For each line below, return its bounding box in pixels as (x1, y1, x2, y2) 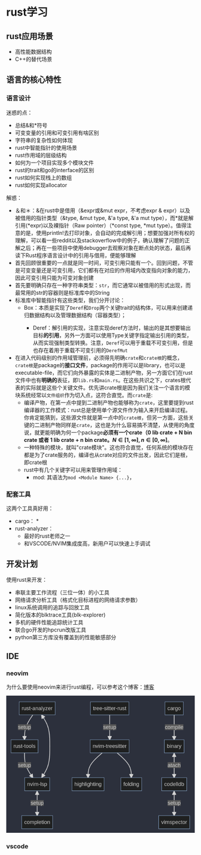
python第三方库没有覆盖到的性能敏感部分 (14, 633, 117, 640)
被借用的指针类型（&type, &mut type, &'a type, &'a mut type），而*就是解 (14, 214, 194, 221)
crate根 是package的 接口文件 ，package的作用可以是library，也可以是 (14, 361, 186, 368)
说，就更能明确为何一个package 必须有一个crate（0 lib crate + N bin (23, 429, 193, 436)
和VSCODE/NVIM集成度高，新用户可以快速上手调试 (23, 539, 151, 547)
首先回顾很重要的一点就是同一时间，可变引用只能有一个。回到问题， (14, 259, 183, 266)
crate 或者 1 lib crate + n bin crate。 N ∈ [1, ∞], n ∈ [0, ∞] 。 (23, 436, 173, 443)
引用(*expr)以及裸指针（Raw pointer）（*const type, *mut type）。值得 (14, 222, 187, 229)
